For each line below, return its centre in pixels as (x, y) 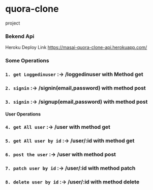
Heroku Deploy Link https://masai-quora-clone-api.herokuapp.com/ (76, 47)
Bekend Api (20, 36)
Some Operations (27, 61)
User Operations (23, 114)
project (13, 23)
